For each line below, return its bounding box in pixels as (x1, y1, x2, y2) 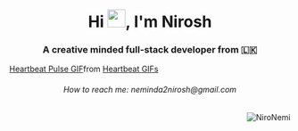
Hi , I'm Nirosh (87, 12, 212, 32)
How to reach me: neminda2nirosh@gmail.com (62, 85, 237, 95)
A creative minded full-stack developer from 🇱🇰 (42, 44, 258, 56)
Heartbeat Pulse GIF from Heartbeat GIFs (9, 63, 159, 75)
